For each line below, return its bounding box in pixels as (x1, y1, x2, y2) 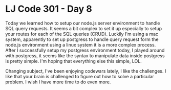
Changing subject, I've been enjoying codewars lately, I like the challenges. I (5, 67, 166, 74)
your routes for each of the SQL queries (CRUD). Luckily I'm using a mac (5, 31, 159, 37)
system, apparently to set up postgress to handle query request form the (5, 36, 159, 42)
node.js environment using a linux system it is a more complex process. (5, 41, 156, 48)
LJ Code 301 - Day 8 (5, 3, 92, 15)
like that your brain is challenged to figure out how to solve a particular (5, 73, 155, 79)
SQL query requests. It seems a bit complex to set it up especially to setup (5, 25, 162, 31)
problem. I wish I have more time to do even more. (5, 79, 111, 85)
